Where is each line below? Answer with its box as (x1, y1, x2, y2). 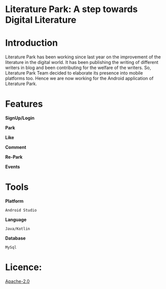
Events (5, 164, 20, 170)
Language (5, 216, 27, 223)
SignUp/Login (5, 115, 35, 121)
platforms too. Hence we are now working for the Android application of (5, 76, 154, 82)
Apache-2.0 (5, 278, 30, 284)
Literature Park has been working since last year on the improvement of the (5, 54, 161, 60)
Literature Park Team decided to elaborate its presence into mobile (5, 70, 143, 76)
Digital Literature (5, 14, 77, 26)
